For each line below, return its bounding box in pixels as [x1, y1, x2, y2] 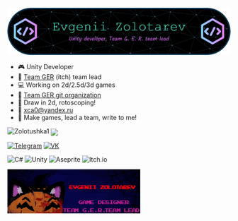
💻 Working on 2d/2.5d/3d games [17, 80, 115, 89]
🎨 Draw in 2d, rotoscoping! [17, 98, 96, 107]
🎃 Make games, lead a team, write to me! [17, 114, 137, 122]
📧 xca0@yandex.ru [17, 106, 74, 114]
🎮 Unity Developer [17, 63, 74, 71]
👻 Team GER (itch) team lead [17, 73, 102, 81]
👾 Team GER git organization [17, 91, 101, 100]
